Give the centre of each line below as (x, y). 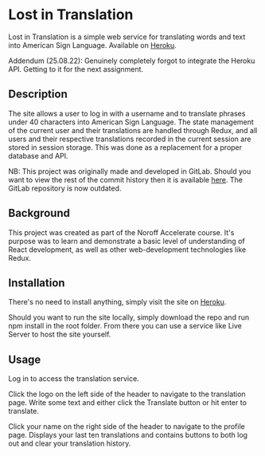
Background (39, 213)
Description (38, 94)
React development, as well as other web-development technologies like (127, 250)
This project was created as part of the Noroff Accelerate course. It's (121, 232)
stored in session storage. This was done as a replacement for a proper (125, 147)
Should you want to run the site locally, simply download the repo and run (129, 317)
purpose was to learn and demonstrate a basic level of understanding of (127, 241)
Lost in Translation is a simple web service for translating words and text (127, 37)
